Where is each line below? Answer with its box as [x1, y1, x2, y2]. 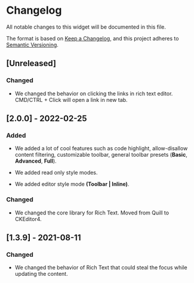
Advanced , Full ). [14, 157, 57, 164]
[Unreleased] [6, 58, 57, 69]
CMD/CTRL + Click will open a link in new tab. [14, 96, 128, 103]
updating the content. [14, 270, 68, 278]
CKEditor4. [14, 215, 42, 222]
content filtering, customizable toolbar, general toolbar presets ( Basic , [14, 151, 188, 158]
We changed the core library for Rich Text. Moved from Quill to [14, 209, 169, 216]
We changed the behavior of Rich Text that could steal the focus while [14, 264, 188, 271]
